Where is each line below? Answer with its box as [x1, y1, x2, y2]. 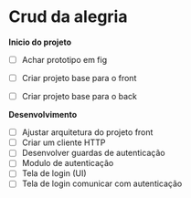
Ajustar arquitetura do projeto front [21, 127, 154, 138]
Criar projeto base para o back [21, 91, 138, 102]
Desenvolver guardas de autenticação [21, 148, 165, 159]
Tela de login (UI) [21, 168, 88, 179]
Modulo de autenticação [21, 158, 114, 169]
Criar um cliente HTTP [21, 137, 106, 148]
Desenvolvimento [8, 109, 78, 120]
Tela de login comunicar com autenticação [21, 178, 183, 189]
